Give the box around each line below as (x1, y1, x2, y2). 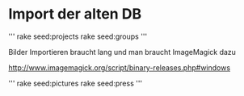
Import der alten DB (8, 5, 142, 23)
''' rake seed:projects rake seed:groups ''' (8, 31, 148, 41)
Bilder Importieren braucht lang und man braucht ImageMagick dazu (8, 47, 237, 56)
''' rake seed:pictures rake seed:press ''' (8, 78, 143, 88)
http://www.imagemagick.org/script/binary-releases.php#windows (8, 62, 231, 73)
